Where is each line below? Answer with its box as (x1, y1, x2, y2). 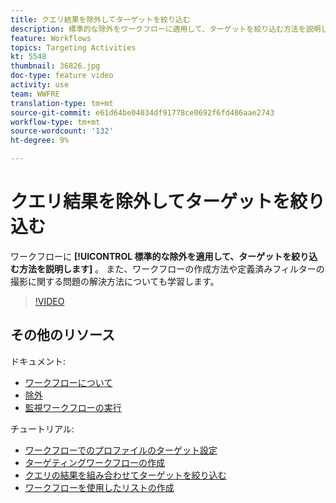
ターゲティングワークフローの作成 (24, 456, 165, 468)
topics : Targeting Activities (10, 42, 137, 53)
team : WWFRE (10, 89, 60, 99)
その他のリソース (10, 327, 115, 344)
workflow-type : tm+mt (10, 117, 101, 127)
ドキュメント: (10, 355, 67, 367)
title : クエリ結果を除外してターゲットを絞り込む (10, 14, 191, 25)
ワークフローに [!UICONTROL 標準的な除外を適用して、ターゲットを (10, 250, 292, 262)
